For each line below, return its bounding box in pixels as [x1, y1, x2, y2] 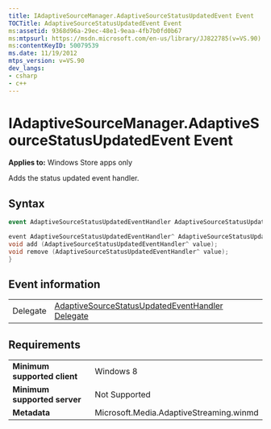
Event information [8, 277, 101, 291]
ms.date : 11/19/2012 [8, 49, 78, 57]
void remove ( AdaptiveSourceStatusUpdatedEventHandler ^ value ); [8, 248, 229, 256]
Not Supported [94, 389, 151, 400]
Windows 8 [94, 366, 138, 377]
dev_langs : [8, 65, 45, 73]
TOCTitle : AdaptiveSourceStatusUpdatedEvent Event [8, 19, 182, 27]
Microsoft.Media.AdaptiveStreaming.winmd [94, 407, 259, 419]
